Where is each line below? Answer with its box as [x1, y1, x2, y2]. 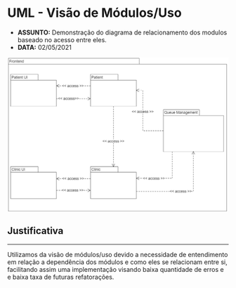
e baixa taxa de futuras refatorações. [7, 273, 114, 281]
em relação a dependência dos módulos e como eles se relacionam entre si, [7, 258, 228, 266]
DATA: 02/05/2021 [17, 43, 72, 51]
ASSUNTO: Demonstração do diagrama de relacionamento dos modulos [17, 28, 228, 37]
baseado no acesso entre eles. [17, 35, 107, 44]
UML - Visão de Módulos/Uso [7, 5, 182, 21]
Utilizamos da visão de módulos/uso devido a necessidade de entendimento [7, 250, 228, 258]
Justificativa [7, 225, 64, 237]
